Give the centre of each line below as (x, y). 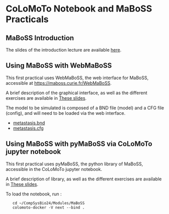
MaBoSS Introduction (40, 38)
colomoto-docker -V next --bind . (49, 207)
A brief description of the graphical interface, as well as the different (76, 93)
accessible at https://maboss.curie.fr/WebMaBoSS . (59, 83)
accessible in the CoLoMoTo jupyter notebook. (54, 169)
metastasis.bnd (29, 123)
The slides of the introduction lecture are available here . (64, 50)
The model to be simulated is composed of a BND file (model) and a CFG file (85, 108)
